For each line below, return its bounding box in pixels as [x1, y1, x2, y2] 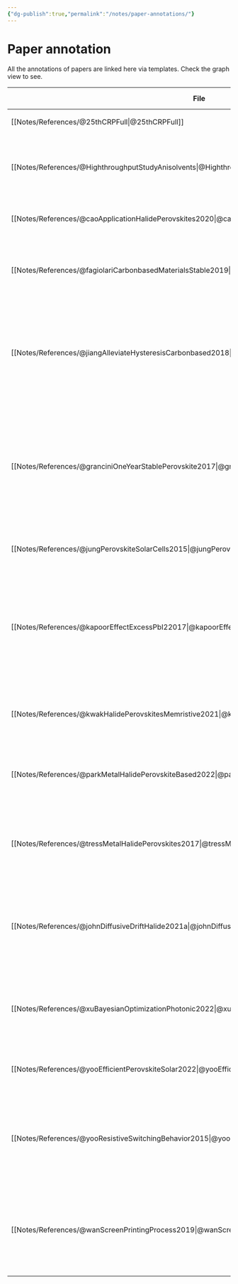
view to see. [7, 72, 43, 80]
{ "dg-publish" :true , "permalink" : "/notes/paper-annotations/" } [7, 10, 195, 18]
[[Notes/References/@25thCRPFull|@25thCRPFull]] [11, 116, 184, 126]
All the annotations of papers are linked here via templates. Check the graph [7, 65, 230, 73]
